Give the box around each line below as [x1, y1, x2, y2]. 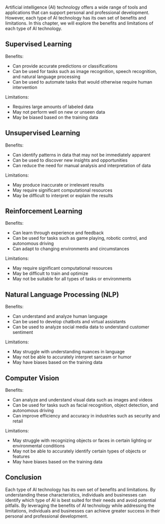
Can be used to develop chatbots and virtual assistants [12, 319, 126, 325]
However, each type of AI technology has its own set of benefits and [5, 15, 146, 21]
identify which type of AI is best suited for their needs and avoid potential [5, 497, 156, 503]
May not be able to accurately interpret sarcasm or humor [12, 354, 131, 360]
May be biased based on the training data [12, 114, 98, 120]
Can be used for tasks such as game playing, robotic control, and [12, 235, 147, 241]
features [12, 453, 30, 459]
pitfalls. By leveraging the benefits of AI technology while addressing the [5, 502, 154, 508]
